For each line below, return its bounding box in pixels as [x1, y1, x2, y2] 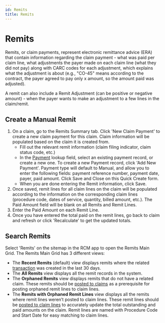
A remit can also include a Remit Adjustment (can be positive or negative [5, 90, 153, 96]
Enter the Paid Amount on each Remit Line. [12, 207, 99, 213]
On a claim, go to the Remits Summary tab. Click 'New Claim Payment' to [12, 128, 160, 134]
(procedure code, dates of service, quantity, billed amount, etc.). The [12, 197, 153, 202]
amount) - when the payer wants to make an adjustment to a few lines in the [5, 96, 160, 102]
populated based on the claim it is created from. [12, 139, 110, 145]
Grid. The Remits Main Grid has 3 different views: [5, 250, 105, 256]
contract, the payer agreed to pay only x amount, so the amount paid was [5, 76, 154, 81]
